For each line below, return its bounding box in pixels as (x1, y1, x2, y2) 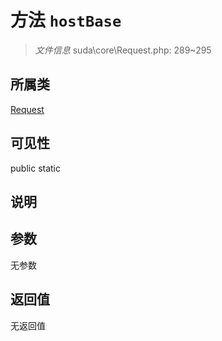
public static (10, 162, 62, 174)
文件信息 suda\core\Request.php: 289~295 (34, 44, 212, 56)
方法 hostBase (10, 9, 122, 32)
